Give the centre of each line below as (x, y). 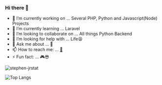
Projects (20, 23)
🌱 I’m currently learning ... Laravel (46, 29)
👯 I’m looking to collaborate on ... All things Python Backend (72, 34)
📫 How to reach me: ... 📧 (37, 50)
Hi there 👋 (17, 8)
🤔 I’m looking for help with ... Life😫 (47, 39)
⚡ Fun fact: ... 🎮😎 (31, 57)
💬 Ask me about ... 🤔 (32, 44)
